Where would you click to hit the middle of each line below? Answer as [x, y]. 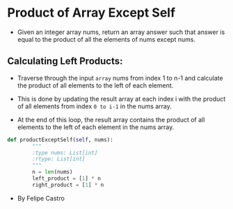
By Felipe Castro [41, 198]
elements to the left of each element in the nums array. [96, 127]
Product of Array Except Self [91, 13]
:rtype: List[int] [59, 159]
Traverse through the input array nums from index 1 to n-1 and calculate [120, 78]
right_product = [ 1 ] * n [68, 185]
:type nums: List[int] [65, 153]
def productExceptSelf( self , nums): [60, 140]
